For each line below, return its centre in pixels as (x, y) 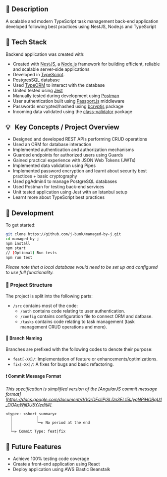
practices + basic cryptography (45, 176)
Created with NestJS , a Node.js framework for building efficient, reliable (86, 64)
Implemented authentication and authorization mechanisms (73, 150)
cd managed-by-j (22, 239)
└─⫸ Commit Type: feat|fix (38, 432)
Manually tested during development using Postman (66, 96)
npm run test (19, 257)
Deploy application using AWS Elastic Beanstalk (61, 470)
